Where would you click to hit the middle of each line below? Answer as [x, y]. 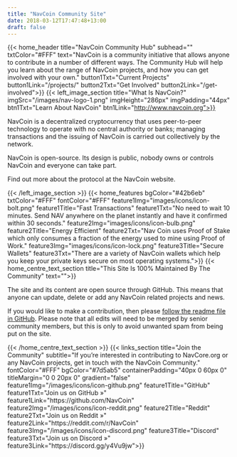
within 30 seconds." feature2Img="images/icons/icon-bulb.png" [101, 223]
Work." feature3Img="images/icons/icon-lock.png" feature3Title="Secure [116, 246]
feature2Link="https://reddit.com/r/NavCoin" [73, 423]
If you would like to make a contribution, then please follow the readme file [117, 311]
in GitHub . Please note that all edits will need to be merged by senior [107, 319]
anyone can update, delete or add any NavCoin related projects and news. [116, 297]
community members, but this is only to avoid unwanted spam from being [115, 326]
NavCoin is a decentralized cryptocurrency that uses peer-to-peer [105, 122]
